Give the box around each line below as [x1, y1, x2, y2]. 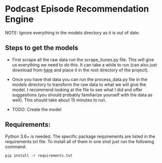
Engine [5, 14, 34, 25]
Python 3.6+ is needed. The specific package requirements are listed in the [5, 133, 156, 139]
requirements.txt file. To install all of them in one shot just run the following [5, 138, 154, 144]
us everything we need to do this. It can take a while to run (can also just [12, 62, 157, 67]
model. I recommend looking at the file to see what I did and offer [12, 86, 143, 93]
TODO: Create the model [12, 106, 62, 112]
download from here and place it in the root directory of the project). [12, 67, 149, 73]
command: [5, 144, 27, 149]
